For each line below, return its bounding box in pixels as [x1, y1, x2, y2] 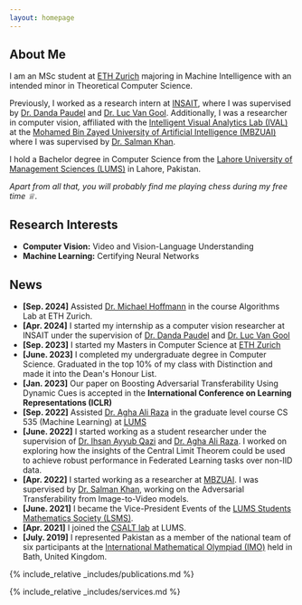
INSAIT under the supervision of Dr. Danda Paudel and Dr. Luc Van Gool [22, 330, 291, 341]
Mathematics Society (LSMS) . [22, 513, 134, 523]
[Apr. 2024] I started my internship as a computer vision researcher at [22, 321, 285, 331]
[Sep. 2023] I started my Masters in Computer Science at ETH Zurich [22, 340, 281, 351]
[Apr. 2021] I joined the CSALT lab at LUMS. [22, 523, 187, 533]
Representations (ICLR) [22, 398, 113, 408]
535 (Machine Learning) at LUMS [22, 417, 147, 427]
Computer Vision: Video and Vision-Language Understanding [22, 241, 255, 252]
